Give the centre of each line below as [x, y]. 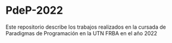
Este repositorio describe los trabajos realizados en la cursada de [86, 27]
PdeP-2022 [35, 10]
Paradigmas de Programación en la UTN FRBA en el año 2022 [82, 33]
